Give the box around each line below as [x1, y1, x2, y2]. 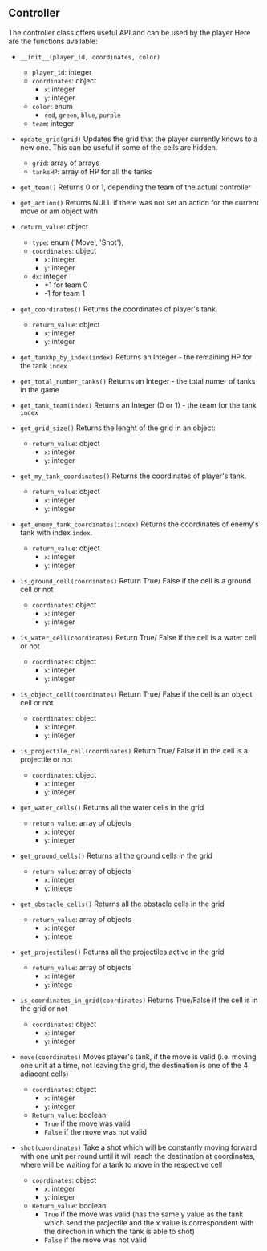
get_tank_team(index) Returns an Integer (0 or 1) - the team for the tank [19, 400, 257, 410]
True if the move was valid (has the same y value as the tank [43, 1209, 244, 1219]
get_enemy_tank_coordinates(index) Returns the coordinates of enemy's [19, 519, 259, 529]
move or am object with [19, 206, 99, 216]
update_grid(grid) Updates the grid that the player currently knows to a [19, 134, 258, 144]
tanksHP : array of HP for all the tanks [31, 166, 152, 176]
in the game [19, 384, 60, 394]
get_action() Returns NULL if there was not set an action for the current [19, 197, 259, 207]
